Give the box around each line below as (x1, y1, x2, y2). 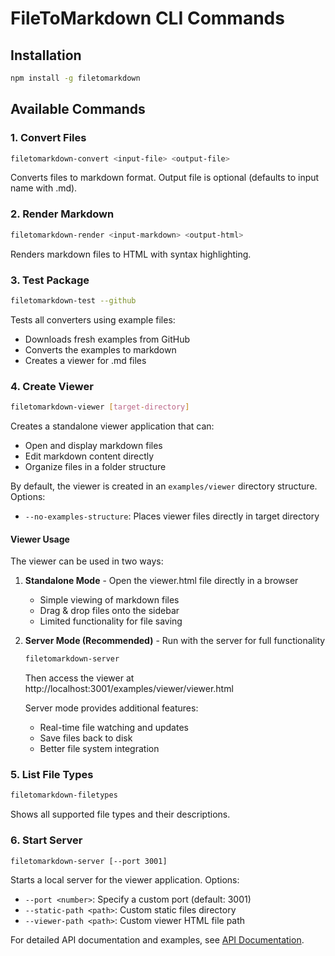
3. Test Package (10, 273, 90, 287)
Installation (10, 47, 82, 64)
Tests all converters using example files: (10, 313, 176, 326)
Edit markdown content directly (24, 450, 155, 462)
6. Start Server (10, 833, 83, 847)
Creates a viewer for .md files (24, 354, 147, 366)
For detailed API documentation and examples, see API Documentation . (10, 934, 305, 946)
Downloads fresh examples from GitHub (24, 333, 190, 345)
